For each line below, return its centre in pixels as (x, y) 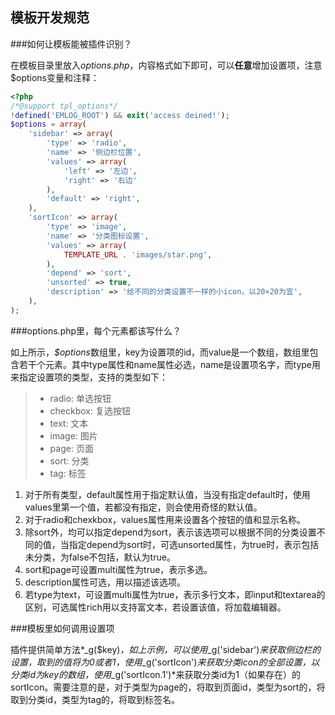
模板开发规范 (50, 18)
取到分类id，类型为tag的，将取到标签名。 (95, 699)
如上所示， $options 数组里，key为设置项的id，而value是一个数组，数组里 (160, 352)
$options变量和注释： (55, 77)
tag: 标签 (68, 473)
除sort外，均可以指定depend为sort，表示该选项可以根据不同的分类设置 (170, 532)
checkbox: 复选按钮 (90, 410)
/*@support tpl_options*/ (64, 106)
